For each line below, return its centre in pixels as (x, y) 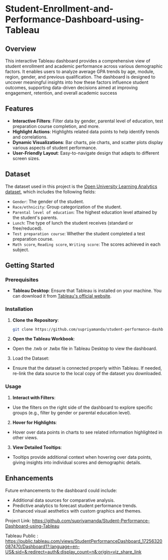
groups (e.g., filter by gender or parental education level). (72, 412)
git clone (23, 329)
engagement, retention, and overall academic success (61, 93)
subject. (21, 249)
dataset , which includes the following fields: (51, 191)
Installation (19, 309)
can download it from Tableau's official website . (62, 296)
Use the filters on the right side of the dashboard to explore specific (82, 407)
